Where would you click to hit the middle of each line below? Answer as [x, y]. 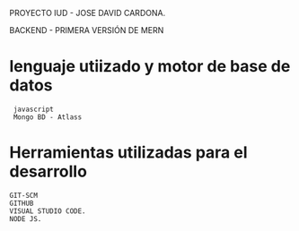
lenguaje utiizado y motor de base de [150, 67]
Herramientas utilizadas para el [129, 153]
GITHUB [22, 203]
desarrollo [48, 171]
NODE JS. [26, 218]
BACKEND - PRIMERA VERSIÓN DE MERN [87, 30]
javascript [33, 109]
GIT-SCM [24, 195]
